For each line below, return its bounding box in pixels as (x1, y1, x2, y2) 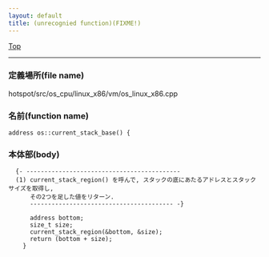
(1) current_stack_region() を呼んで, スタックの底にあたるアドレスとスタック (15, 176, 256, 184)
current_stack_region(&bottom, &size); (29, 228, 163, 236)
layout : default (8, 11, 62, 20)
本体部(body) (8, 149, 60, 160)
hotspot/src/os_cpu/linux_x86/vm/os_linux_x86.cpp (8, 89, 179, 98)
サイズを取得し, (8, 185, 54, 193)
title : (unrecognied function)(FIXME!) (8, 19, 142, 27)
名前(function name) (8, 110, 90, 121)
